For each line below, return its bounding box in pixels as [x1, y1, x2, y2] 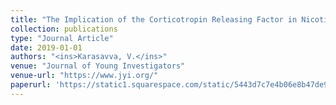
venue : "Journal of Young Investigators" [10, 61, 186, 71]
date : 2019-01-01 [10, 42, 83, 53]
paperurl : [10, 80, 52, 90]
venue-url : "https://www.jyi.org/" [10, 71, 159, 81]
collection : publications [10, 24, 118, 34]
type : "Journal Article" [10, 33, 114, 43]
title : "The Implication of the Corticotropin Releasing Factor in [10, 14, 298, 25]
